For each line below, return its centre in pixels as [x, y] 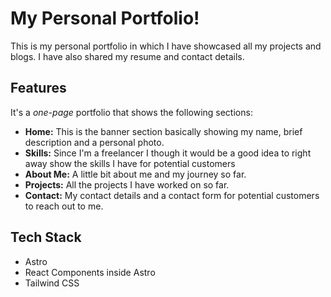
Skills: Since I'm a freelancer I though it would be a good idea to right [168, 153]
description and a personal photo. [94, 142]
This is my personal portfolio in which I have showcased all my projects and [166, 46]
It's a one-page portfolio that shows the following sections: [131, 112]
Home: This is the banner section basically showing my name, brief [163, 131]
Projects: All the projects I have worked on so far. [127, 184]
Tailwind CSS [52, 283]
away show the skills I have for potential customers [130, 163]
